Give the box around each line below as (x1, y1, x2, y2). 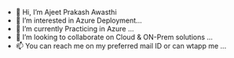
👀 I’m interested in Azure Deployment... (15, 16, 143, 25)
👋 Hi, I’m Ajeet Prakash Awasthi (15, 8, 117, 16)
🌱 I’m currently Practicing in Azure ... (15, 24, 135, 33)
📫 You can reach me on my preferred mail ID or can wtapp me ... (15, 42, 227, 50)
